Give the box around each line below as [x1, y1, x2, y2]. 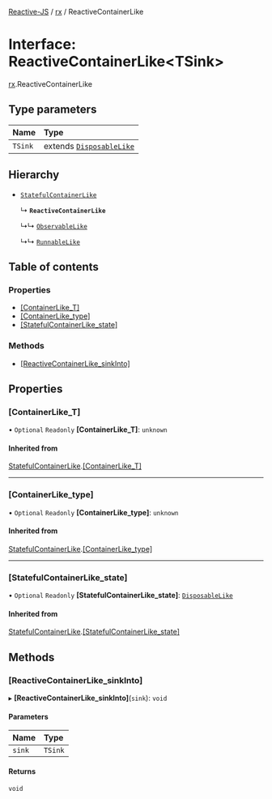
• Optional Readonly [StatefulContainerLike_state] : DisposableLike [8, 591, 233, 600]
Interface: [8, 36, 77, 53]
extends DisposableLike [43, 140, 135, 152]
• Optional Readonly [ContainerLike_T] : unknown [8, 425, 168, 434]
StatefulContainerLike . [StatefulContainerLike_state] [8, 627, 181, 637]
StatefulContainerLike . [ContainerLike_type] [8, 544, 153, 553]
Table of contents [8, 259, 99, 274]
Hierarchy [8, 168, 60, 182]
